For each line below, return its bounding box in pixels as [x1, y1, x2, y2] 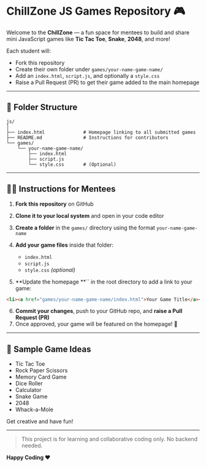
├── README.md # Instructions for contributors [6, 134, 169, 141]
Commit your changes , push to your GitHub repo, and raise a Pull [15, 307, 183, 315]
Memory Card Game [15, 373, 67, 380]
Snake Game [15, 393, 48, 400]
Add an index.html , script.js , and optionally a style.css [15, 72, 160, 79]
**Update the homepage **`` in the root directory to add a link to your [15, 278, 193, 285]
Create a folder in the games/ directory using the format [15, 224, 155, 231]
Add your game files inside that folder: [15, 241, 114, 249]
